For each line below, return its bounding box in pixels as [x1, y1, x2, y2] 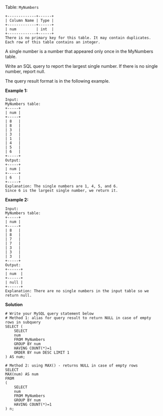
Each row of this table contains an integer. [5, 40, 100, 45]
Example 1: [5, 88, 28, 93]
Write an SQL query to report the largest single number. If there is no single [5, 63, 158, 69]
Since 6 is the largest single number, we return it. [5, 188, 119, 193]
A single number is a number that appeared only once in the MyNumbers [5, 48, 154, 54]
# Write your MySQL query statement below [5, 311, 94, 316]
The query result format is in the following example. [5, 78, 110, 84]
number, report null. [5, 69, 45, 74]
